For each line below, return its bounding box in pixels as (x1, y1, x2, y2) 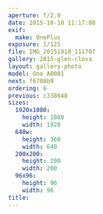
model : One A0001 (8, 70, 65, 78)
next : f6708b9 (8, 77, 55, 85)
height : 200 (22, 158, 61, 165)
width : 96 (22, 186, 55, 194)
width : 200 (22, 165, 58, 172)
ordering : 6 (8, 84, 47, 92)
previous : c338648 (8, 92, 68, 100)
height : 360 (22, 135, 61, 143)
